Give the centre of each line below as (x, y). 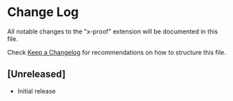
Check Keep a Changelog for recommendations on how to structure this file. (117, 52)
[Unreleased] (37, 74)
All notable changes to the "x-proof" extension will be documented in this (113, 31)
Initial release (36, 91)
